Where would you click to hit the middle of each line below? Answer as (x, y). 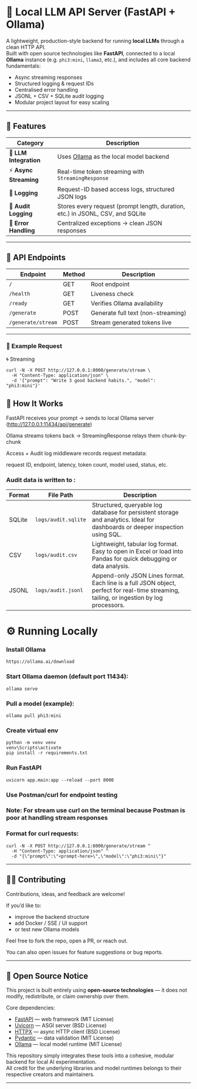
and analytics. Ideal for (123, 519)
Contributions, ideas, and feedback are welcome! (65, 894)
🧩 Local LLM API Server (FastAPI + (91, 12)
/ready (18, 303)
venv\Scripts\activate (34, 748)
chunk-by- (174, 436)
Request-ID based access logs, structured (116, 189)
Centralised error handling (46, 89)
